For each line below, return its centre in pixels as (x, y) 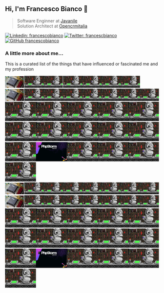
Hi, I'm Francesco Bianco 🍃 (46, 9)
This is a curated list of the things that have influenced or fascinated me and (82, 64)
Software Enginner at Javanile (47, 21)
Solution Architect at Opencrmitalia (52, 26)
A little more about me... (34, 53)
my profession (20, 69)
